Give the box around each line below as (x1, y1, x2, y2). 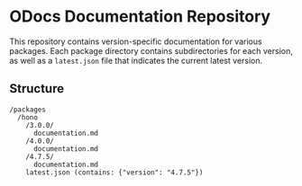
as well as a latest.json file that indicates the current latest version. (9, 55, 263, 66)
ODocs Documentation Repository (9, 6, 271, 27)
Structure (9, 81, 65, 96)
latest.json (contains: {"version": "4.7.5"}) (25, 168, 204, 177)
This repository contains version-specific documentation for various (9, 36, 263, 47)
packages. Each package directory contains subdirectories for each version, (9, 45, 293, 56)
